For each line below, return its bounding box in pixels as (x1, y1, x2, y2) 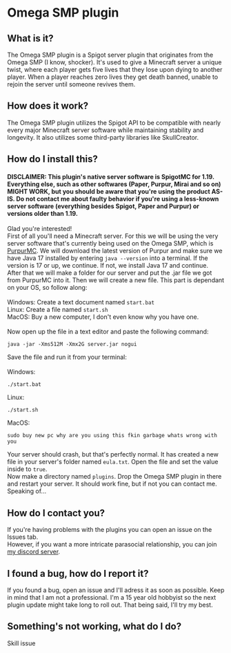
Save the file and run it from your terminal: (7, 353, 128, 361)
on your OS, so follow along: (7, 284, 88, 292)
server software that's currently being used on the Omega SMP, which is (7, 239, 214, 248)
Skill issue (7, 638, 36, 647)
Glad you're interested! (7, 225, 72, 233)
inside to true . (7, 465, 48, 473)
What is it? (7, 33, 54, 44)
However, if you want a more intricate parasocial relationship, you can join (7, 540, 217, 549)
